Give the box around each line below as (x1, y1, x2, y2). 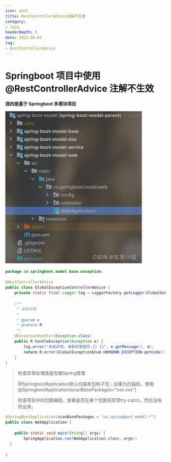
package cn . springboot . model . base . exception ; (5, 269, 103, 274)
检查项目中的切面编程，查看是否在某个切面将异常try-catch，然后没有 (17, 397, 162, 403)
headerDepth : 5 (5, 30, 38, 35)
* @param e (16, 317, 40, 322)
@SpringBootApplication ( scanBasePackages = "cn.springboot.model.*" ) (5, 415, 156, 420)
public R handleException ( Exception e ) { (14, 339, 103, 344)
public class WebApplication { (5, 420, 72, 425)
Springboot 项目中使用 (5, 70, 101, 82)
